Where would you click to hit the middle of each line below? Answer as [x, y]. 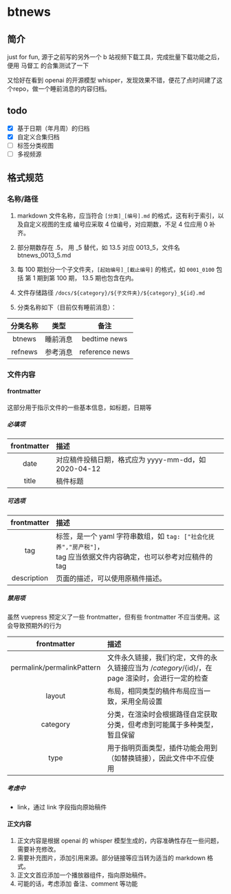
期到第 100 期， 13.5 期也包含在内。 [87, 278]
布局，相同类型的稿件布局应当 [156, 691]
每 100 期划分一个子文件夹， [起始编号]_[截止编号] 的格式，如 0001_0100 [116, 269]
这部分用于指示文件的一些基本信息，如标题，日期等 [79, 407]
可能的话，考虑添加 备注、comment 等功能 [77, 883]
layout [56, 696]
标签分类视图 [35, 145]
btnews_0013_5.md [44, 255]
